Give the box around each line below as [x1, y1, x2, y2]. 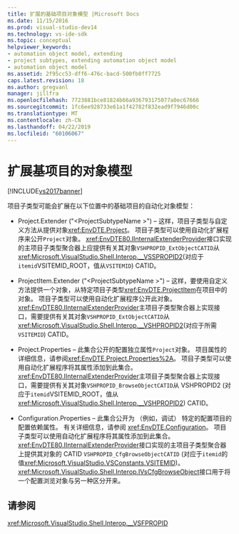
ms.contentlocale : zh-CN [7, 116, 81, 124]
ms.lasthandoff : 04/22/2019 [7, 123, 91, 131]
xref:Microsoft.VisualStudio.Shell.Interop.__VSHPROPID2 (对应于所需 [17, 321, 218, 330]
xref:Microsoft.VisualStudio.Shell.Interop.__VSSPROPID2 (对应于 [17, 253, 204, 261]
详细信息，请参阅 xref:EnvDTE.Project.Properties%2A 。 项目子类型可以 [17, 354, 225, 363]
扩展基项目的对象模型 [7, 163, 133, 179]
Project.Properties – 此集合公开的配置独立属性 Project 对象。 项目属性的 [17, 346, 227, 354]
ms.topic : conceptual [7, 37, 72, 44]
